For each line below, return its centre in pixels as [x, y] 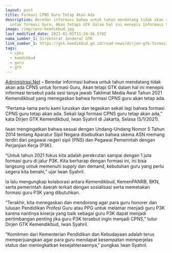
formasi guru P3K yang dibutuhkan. [43, 192]
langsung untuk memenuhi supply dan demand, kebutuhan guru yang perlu [85, 166]
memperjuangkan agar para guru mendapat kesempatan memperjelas [79, 240]
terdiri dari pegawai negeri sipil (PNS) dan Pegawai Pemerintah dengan [80, 140]
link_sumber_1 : [21, 44]
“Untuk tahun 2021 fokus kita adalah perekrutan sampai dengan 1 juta [79, 155]
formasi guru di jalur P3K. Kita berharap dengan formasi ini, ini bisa [76, 161]
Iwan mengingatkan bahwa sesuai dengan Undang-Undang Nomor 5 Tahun [85, 129]
